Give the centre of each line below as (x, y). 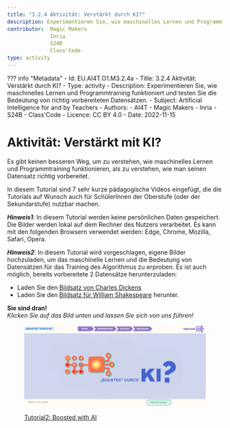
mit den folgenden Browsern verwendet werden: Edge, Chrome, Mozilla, (109, 231)
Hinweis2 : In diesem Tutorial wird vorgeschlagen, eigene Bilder (97, 252)
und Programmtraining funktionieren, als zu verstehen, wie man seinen (107, 169)
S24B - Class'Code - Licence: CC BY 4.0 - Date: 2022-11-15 (91, 115)
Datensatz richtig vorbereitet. (48, 176)
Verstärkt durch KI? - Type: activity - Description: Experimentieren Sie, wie (112, 85)
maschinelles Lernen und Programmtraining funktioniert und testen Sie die (112, 93)
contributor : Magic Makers (47, 29)
